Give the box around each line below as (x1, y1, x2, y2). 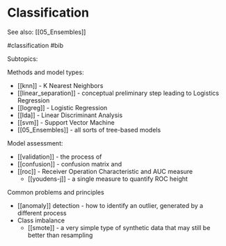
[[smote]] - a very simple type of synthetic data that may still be (27, 223, 211, 231)
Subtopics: (7, 54, 38, 63)
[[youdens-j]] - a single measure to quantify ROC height (27, 175, 188, 183)
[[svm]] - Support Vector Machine (17, 118, 115, 126)
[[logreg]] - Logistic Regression (17, 103, 108, 112)
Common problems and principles (7, 188, 104, 196)
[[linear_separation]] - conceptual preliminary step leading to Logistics (17, 89, 219, 97)
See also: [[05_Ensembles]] (7, 28, 86, 36)
